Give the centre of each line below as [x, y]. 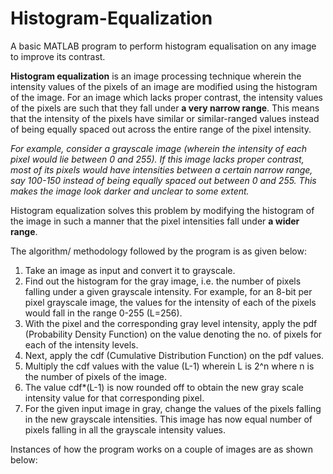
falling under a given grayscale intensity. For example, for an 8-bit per [168, 291]
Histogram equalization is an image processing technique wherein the [156, 76]
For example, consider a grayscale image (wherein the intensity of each [159, 148]
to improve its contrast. [58, 56]
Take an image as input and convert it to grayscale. [130, 270]
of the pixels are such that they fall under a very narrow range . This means [165, 108]
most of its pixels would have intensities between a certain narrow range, [161, 169]
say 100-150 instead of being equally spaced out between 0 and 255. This [163, 180]
